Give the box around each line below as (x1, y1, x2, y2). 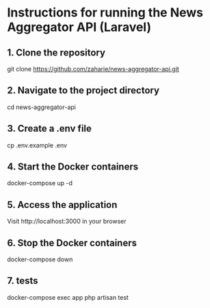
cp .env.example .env (7, 141, 67, 149)
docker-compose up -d (7, 179, 73, 187)
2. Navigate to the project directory (7, 84, 159, 97)
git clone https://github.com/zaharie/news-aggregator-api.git (7, 65, 179, 73)
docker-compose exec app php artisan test (7, 293, 129, 301)
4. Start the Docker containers (7, 161, 139, 173)
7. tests (7, 275, 38, 287)
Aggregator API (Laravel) (7, 19, 152, 35)
